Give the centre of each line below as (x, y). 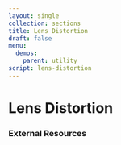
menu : (17, 46)
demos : (27, 53)
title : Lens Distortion (48, 31)
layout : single (34, 16)
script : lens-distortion (50, 68)
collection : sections (45, 23)
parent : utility (50, 61)
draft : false (30, 38)
